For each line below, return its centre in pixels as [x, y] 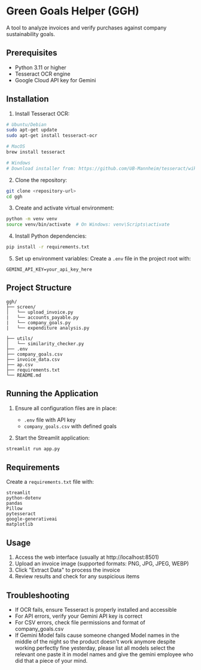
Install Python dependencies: [51, 236]
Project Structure [39, 288]
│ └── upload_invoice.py [40, 312]
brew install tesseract [36, 152]
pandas [14, 503]
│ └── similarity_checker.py [45, 343]
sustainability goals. [31, 34]
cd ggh [14, 196]
